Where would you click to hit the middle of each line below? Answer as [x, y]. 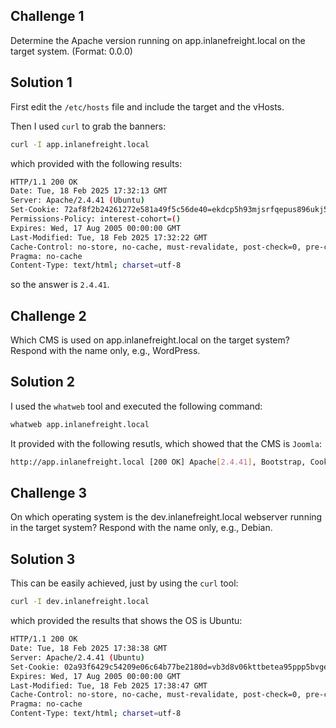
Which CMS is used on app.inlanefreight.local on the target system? [150, 340]
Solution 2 [42, 382]
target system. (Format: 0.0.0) [71, 51]
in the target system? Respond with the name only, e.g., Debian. [141, 528]
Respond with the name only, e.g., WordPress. [105, 351]
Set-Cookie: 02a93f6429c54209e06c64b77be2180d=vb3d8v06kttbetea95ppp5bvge [169, 667]
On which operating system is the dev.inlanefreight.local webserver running [166, 517]
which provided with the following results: [96, 163]
